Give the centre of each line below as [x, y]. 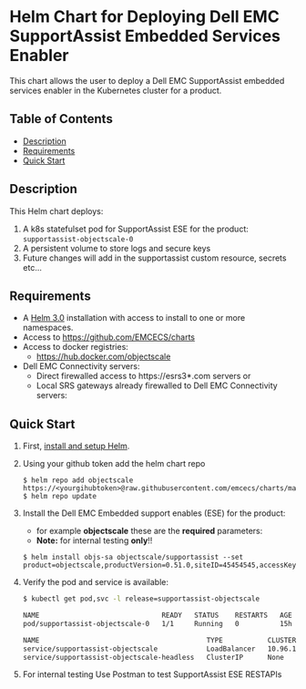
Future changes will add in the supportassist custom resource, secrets [154, 258]
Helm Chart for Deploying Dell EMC [144, 17]
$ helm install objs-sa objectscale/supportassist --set [133, 558]
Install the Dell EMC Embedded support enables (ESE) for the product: [154, 513]
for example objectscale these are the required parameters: [149, 531]
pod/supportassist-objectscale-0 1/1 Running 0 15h [158, 623]
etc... [32, 267]
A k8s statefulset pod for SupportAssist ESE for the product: [135, 229]
